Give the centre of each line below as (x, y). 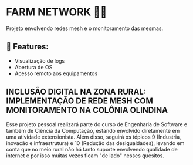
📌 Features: (27, 47)
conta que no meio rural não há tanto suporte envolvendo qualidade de (92, 149)
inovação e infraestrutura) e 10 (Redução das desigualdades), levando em (95, 143)
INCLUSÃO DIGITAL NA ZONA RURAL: (76, 92)
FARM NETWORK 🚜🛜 (57, 12)
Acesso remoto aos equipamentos (56, 73)
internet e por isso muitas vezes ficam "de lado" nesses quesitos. (85, 156)
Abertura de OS (33, 67)
